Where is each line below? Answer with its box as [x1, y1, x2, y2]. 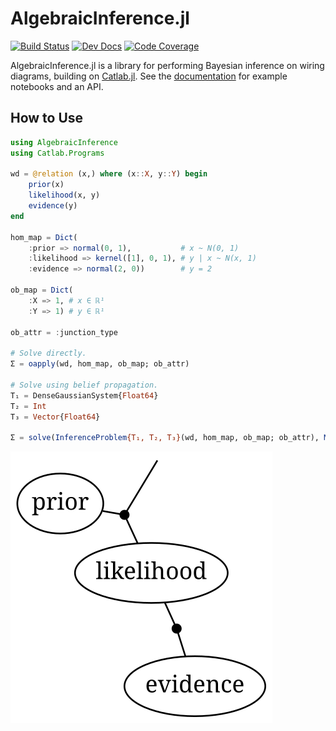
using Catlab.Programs [10, 148, 105, 158]
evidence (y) [28, 201, 78, 211]
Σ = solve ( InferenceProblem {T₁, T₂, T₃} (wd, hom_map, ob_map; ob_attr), [10, 433, 320, 443]
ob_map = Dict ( [10, 285, 74, 295]
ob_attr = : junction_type [10, 327, 118, 337]
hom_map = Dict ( [10, 232, 78, 242]
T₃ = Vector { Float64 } [10, 412, 101, 422]
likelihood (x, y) [28, 190, 101, 201]
